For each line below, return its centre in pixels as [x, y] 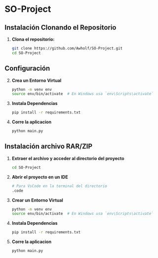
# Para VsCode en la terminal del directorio [59, 186]
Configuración [27, 69]
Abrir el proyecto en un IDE [40, 177]
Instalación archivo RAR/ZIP [48, 146]
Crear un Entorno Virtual [38, 200]
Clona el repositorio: [33, 39]
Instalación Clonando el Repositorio [60, 27]
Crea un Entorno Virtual [37, 80]
